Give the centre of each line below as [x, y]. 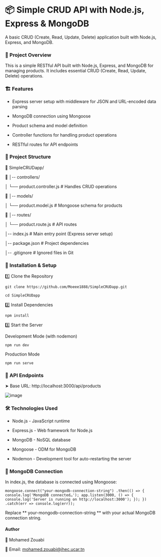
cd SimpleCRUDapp [23, 296]
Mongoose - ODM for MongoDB [44, 449]
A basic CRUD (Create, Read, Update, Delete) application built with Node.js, [81, 37]
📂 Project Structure [28, 157]
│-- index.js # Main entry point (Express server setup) [59, 234]
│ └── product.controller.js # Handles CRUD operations [61, 186]
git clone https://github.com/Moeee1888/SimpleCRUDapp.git [66, 287]
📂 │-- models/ [19, 196]
